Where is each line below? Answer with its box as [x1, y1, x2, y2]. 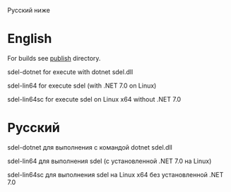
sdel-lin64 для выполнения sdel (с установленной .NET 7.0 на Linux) [7, 157, 212, 165]
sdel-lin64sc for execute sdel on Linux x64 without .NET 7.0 [7, 95, 182, 103]
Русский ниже [7, 6, 51, 14]
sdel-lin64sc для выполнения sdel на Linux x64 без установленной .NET [7, 170, 224, 179]
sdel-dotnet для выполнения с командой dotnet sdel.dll [7, 143, 173, 151]
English [7, 31, 52, 47]
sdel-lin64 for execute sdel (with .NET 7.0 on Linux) [7, 81, 157, 90]
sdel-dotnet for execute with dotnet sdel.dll [7, 67, 134, 76]
